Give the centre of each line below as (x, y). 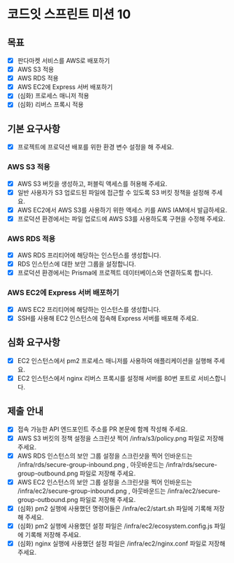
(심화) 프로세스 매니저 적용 (53, 96)
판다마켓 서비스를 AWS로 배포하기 (64, 61)
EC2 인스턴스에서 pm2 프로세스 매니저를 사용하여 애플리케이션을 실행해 (115, 360)
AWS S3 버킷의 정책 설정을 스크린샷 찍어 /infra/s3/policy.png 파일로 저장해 (120, 438)
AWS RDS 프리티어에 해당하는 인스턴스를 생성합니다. (89, 255)
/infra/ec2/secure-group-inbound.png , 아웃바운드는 (92, 491)
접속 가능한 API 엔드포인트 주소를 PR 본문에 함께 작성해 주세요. (102, 429)
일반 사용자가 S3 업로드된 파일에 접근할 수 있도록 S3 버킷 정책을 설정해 (113, 192)
